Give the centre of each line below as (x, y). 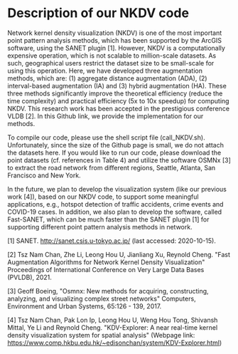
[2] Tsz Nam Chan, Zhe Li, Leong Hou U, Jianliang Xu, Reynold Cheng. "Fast (119, 254)
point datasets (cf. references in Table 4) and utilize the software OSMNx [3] (119, 160)
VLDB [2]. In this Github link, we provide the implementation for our (106, 116)
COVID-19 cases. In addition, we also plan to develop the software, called (115, 212)
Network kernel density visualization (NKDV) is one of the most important (115, 33)
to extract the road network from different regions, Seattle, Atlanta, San (112, 167)
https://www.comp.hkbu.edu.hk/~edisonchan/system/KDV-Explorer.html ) (115, 343)
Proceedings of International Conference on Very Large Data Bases (106, 269)
